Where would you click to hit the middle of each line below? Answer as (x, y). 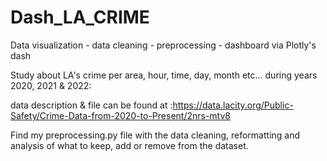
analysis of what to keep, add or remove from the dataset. (129, 145)
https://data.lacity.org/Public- (233, 105)
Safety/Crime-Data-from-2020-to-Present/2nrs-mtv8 (121, 115)
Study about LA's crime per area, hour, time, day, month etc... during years (164, 75)
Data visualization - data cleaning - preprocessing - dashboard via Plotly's (163, 45)
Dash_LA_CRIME (80, 17)
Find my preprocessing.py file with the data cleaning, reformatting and (155, 135)
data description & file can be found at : (91, 105)
